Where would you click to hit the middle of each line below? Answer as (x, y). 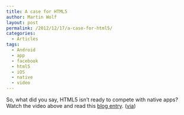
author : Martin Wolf (32, 17)
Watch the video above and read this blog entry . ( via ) (71, 106)
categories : (21, 34)
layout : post (22, 22)
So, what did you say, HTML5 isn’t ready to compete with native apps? (92, 100)
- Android (23, 50)
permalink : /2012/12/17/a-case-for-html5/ (59, 28)
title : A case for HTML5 (37, 11)
